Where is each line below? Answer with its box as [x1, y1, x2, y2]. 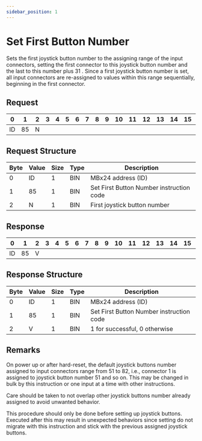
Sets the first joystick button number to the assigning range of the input [6, 55, 183, 62]
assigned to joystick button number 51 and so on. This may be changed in [6, 374, 189, 381]
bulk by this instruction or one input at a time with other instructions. [6, 380, 176, 388]
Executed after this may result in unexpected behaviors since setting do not [6, 416, 194, 424]
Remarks [6, 345, 41, 355]
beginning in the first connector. [6, 80, 86, 87]
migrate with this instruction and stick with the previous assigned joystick [6, 422, 188, 430]
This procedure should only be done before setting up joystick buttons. [6, 410, 182, 417]
